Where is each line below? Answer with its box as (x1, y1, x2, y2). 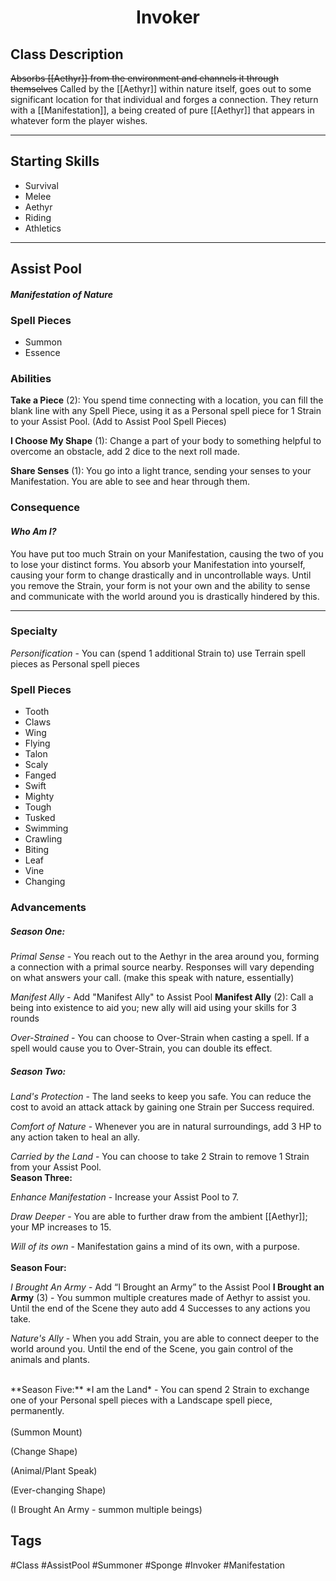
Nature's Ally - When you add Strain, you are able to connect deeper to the (10, 1332, 320, 1344)
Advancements (10, 901, 87, 915)
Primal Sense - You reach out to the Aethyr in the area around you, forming (10, 951, 320, 962)
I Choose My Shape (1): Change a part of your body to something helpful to (10, 435, 322, 447)
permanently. (10, 1404, 65, 1416)
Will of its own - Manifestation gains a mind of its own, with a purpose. (10, 1240, 300, 1252)
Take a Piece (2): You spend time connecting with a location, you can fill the (10, 394, 324, 406)
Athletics (24, 222, 62, 234)
